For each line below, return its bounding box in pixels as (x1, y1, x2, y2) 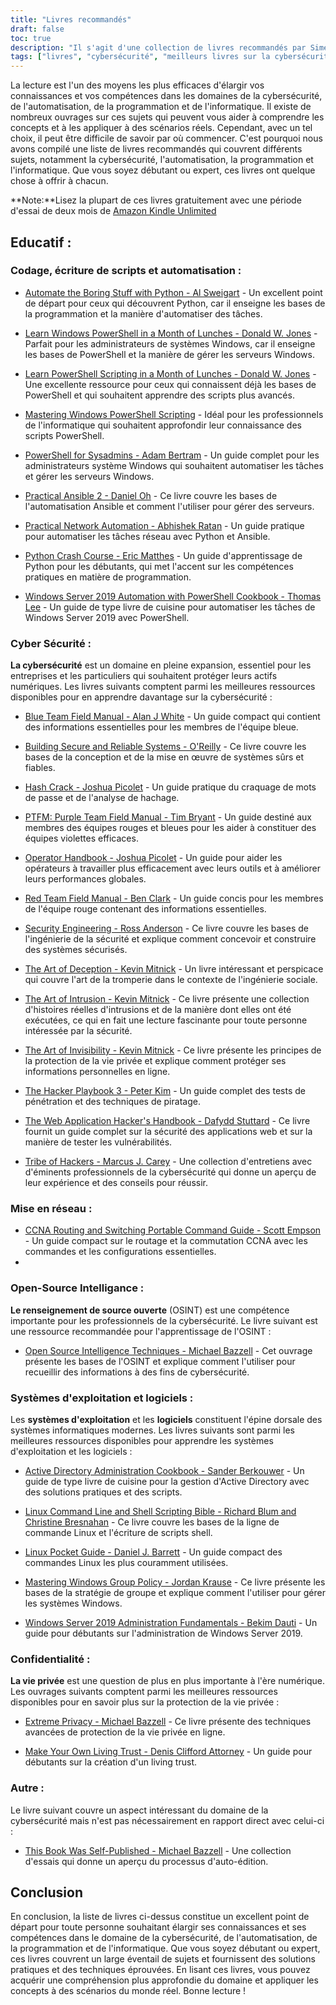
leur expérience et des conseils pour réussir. (24, 1177, 208, 1189)
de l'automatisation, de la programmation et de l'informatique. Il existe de (10, 101, 312, 113)
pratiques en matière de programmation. (24, 571, 192, 583)
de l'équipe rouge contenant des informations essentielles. (24, 903, 267, 915)
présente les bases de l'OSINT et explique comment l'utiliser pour (24, 1355, 296, 1367)
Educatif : (10, 234, 72, 251)
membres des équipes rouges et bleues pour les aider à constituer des (24, 822, 317, 834)
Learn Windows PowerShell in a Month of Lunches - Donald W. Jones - (24, 327, 318, 339)
